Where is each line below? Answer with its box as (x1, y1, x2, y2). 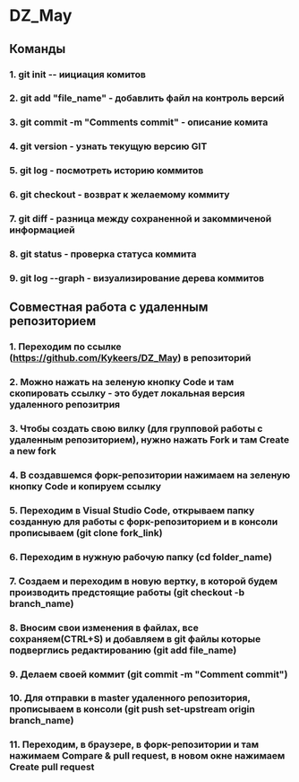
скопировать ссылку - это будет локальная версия (9, 387, 245, 400)
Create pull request (9, 760, 95, 773)
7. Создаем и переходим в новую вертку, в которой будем (9, 575, 278, 587)
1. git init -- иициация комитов (9, 68, 146, 81)
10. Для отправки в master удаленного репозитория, (9, 692, 251, 705)
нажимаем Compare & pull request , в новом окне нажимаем (9, 750, 286, 762)
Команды (9, 41, 66, 57)
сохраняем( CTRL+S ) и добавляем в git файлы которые (9, 632, 261, 645)
